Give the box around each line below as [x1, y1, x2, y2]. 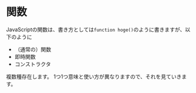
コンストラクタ [14, 60, 51, 68]
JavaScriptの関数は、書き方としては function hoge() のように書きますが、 [6, 26, 185, 33]
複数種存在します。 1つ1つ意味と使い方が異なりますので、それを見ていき [6, 73, 182, 80]
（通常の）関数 [14, 45, 51, 53]
